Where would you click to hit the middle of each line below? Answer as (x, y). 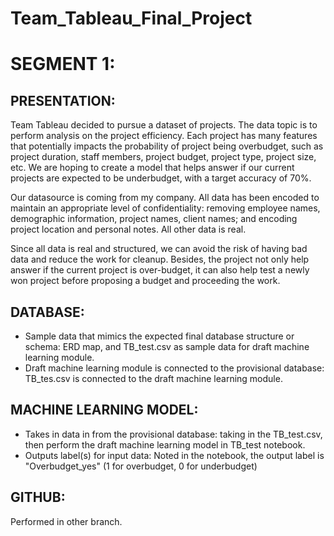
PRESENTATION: (63, 100)
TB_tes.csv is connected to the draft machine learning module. (153, 378)
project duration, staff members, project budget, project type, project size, (163, 157)
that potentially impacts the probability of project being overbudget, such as (167, 146)
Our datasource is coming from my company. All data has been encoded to (165, 198)
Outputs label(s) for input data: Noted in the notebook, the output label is (174, 455)
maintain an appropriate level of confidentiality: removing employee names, (165, 208)
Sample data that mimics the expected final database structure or (159, 336)
